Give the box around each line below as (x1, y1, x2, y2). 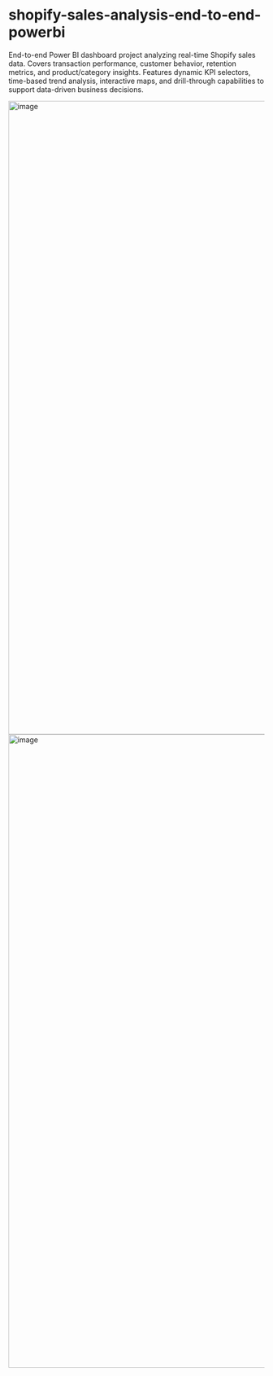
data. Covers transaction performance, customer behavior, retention (8, 59, 237, 68)
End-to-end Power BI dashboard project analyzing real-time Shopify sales (8, 50, 256, 59)
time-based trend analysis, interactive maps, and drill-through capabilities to (8, 76, 264, 86)
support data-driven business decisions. (8, 84, 144, 95)
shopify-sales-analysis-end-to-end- (8, 6, 262, 24)
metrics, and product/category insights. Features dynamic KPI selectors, (8, 67, 251, 77)
